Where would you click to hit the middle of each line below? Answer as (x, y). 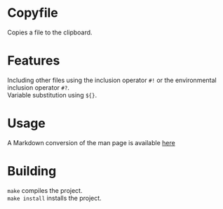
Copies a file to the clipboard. (50, 32)
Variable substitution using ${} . (52, 95)
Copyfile (33, 13)
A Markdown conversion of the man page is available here (91, 142)
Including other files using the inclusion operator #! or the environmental (112, 80)
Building (32, 171)
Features (34, 61)
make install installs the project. (54, 198)
